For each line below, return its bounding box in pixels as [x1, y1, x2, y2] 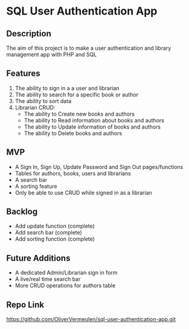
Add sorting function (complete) [14, 235, 95, 243]
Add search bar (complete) [14, 229, 83, 236]
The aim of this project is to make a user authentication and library [6, 44, 171, 52]
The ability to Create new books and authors [24, 110, 135, 118]
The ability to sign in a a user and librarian [14, 84, 120, 91]
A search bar [14, 176, 48, 183]
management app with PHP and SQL [6, 51, 97, 58]
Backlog [6, 207, 38, 217]
